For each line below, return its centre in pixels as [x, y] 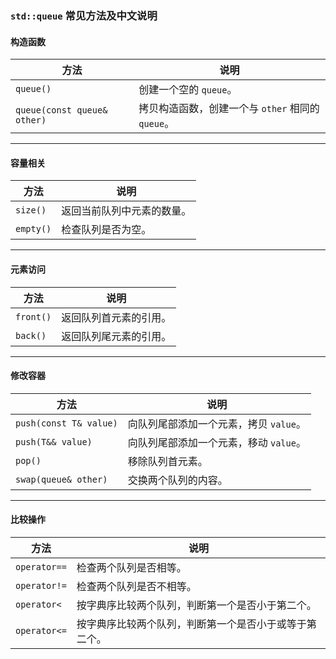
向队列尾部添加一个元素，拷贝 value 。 [217, 424]
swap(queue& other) [61, 479]
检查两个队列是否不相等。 [136, 586]
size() [31, 210]
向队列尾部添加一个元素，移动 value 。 [217, 442]
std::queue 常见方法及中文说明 [84, 15]
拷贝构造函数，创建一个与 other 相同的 [229, 109]
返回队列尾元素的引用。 [116, 336]
